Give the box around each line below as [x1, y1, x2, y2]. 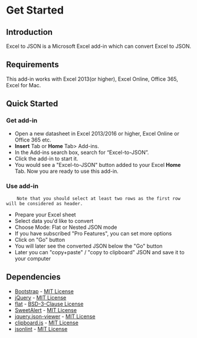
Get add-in [6, 116, 38, 124]
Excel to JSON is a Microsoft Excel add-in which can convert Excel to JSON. [6, 42, 192, 50]
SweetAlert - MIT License [14, 306, 77, 313]
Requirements [6, 60, 59, 70]
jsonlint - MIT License [14, 325, 68, 332]
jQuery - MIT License [14, 294, 67, 301]
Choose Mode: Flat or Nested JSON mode [14, 224, 117, 231]
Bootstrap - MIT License [14, 287, 74, 295]
